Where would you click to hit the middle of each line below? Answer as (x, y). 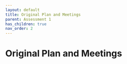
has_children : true (26, 24)
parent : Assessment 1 (28, 19)
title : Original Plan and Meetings (43, 15)
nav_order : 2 (19, 29)
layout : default (22, 10)
